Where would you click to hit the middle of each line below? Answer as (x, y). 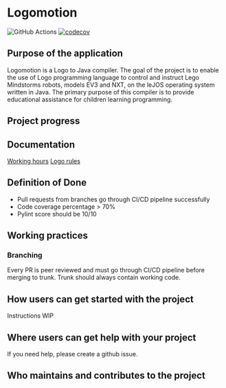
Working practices (47, 236)
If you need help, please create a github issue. (72, 354)
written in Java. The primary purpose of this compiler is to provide (101, 92)
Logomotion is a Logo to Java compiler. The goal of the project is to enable (113, 70)
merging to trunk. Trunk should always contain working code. (94, 278)
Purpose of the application (65, 53)
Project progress (44, 121)
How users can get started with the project (100, 299)
